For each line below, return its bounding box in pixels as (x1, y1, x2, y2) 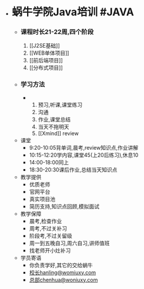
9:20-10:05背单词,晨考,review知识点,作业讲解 (29, 144, 139, 151)
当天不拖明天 (38, 123, 69, 130)
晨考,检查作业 (29, 217, 62, 224)
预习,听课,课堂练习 (38, 101, 83, 108)
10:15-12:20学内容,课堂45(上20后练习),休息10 (29, 151, 139, 159)
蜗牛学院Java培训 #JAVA (11, 5, 134, 19)
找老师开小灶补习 (29, 247, 71, 254)
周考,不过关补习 (29, 224, 68, 232)
